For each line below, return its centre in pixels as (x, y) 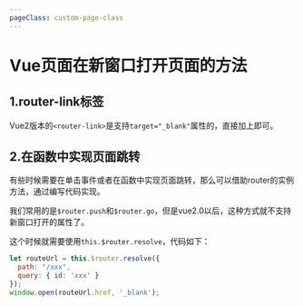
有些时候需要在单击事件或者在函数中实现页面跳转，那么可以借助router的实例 (152, 180)
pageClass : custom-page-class (67, 18)
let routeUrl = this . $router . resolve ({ (85, 259)
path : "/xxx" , (44, 267)
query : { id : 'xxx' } (59, 276)
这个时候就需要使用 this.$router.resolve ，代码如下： (110, 242)
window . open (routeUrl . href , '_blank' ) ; (85, 292)
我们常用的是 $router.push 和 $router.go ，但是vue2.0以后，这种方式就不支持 (151, 211)
